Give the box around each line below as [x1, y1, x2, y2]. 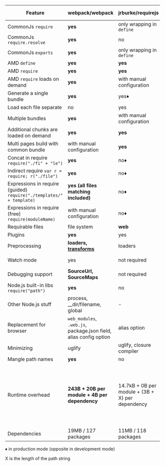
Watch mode [7, 257, 37, 263]
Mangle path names [7, 356, 54, 363]
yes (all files [68, 182, 97, 189]
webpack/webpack [68, 9, 114, 16]
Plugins [7, 232, 25, 238]
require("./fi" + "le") [7, 161, 63, 166]
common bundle [7, 146, 45, 153]
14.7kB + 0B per [118, 382, 157, 389]
